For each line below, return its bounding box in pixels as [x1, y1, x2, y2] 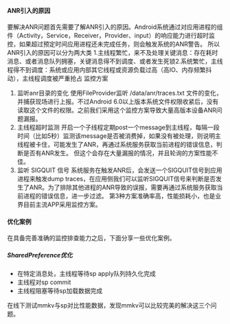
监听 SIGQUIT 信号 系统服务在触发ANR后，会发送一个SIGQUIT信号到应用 [16, 166, 223, 174]
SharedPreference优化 [7, 251, 73, 259]
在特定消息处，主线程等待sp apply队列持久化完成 [16, 270, 157, 278]
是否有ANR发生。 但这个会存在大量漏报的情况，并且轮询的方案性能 [23, 149, 212, 157]
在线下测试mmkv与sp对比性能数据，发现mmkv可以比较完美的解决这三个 [7, 301, 211, 310]
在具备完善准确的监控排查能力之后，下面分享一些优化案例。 [7, 234, 176, 242]
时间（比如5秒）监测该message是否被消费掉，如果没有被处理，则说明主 [16, 132, 221, 140]
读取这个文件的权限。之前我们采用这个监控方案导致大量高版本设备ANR [16, 106, 217, 115]
